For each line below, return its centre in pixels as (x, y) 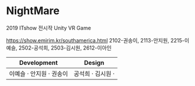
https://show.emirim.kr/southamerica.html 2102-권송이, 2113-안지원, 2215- (95, 40)
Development (38, 62)
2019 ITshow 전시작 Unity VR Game (49, 28)
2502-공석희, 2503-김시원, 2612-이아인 (65, 48)
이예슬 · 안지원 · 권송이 (38, 74)
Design (94, 62)
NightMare (33, 11)
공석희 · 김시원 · (94, 74)
